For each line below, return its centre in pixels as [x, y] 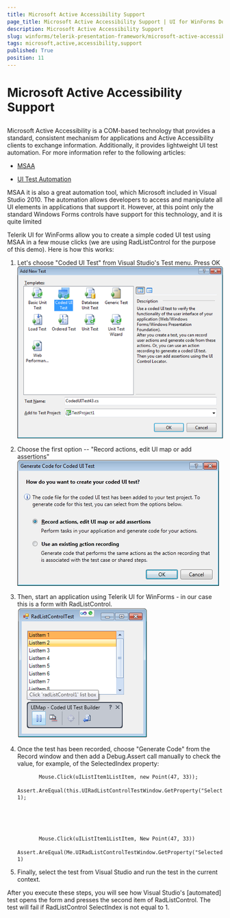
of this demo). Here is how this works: [61, 250]
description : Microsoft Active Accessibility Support [86, 29]
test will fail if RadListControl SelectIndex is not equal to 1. [88, 907]
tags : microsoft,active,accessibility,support [75, 44]
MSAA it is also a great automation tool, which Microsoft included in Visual [112, 193]
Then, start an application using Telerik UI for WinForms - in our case [114, 597]
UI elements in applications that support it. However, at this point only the [110, 207]
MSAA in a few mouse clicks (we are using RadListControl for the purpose [112, 242]
